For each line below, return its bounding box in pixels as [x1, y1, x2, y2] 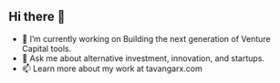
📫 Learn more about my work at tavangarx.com [21, 63, 202, 74]
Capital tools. [21, 43, 72, 54]
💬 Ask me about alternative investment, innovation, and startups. [21, 52, 265, 64]
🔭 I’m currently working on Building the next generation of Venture [21, 33, 271, 44]
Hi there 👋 [8, 9, 66, 25]
